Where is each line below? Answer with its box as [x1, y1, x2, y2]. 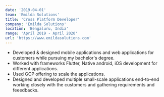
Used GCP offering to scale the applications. [12, 71, 105, 77]
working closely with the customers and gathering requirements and [12, 81, 155, 87]
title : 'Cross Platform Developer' [5, 17, 80, 22]
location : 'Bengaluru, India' [5, 26, 69, 31]
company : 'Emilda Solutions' [5, 21, 67, 27]
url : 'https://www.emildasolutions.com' [5, 36, 92, 41]
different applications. [12, 65, 59, 71]
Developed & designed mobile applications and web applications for [12, 49, 154, 56]
